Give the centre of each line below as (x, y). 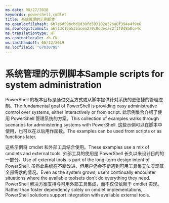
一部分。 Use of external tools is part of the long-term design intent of (78, 160)
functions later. (21, 137)
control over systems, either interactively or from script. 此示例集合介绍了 (81, 112)
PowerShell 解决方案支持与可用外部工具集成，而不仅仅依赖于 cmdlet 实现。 (83, 184)
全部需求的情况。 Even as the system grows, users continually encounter (80, 172)
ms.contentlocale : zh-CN (31, 38)
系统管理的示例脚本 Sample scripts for (85, 74)
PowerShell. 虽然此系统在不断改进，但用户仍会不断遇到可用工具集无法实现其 (85, 166)
